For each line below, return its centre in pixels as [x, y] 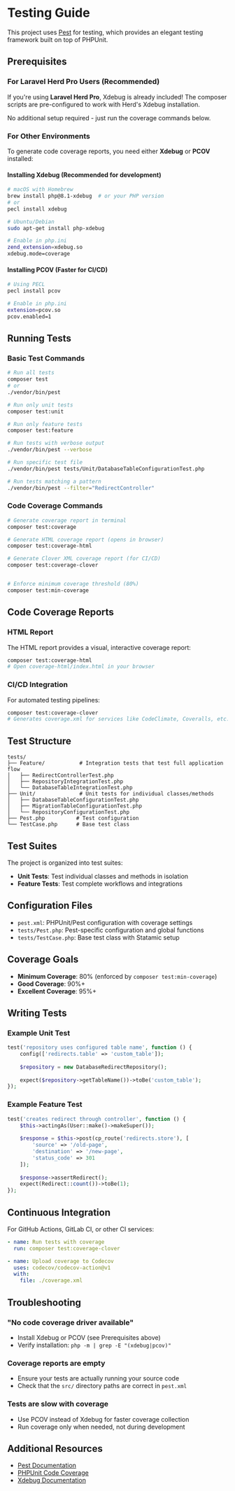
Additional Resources [55, 1449]
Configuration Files [50, 906]
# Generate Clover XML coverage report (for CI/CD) [84, 559]
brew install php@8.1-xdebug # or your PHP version [86, 196]
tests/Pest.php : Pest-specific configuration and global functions [111, 930]
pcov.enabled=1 [29, 316]
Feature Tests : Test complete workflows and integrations [100, 884]
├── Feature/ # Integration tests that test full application [115, 763]
